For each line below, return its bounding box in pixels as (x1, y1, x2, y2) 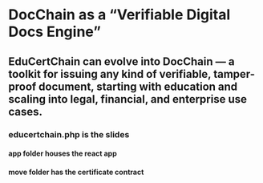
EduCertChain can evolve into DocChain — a (8, 55, 235, 68)
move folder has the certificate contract (8, 167, 144, 177)
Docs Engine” (8, 22, 102, 41)
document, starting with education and (38, 79, 238, 93)
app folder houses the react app (8, 148, 118, 158)
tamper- (213, 67, 255, 81)
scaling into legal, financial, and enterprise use (8, 92, 247, 106)
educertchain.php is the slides (8, 128, 130, 140)
